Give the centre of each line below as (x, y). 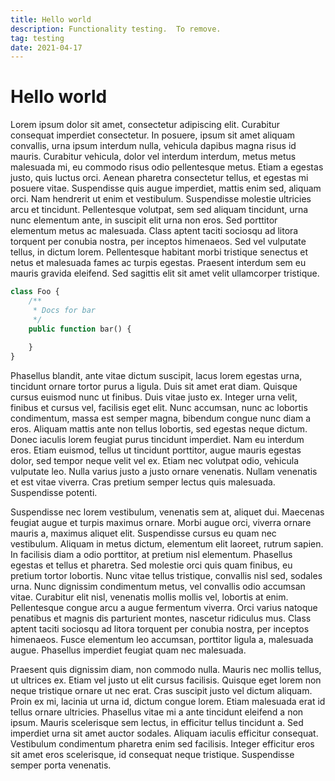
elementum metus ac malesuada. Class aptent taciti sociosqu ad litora (154, 231)
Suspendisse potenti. (54, 493)
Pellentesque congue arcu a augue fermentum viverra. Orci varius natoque (164, 608)
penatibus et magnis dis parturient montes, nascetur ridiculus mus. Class (161, 618)
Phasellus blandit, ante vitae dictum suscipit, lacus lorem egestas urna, (156, 376)
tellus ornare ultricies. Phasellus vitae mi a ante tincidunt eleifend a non (157, 712)
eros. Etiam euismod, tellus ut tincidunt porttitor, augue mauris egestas (156, 450)
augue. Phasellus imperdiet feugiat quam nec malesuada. (128, 650)
